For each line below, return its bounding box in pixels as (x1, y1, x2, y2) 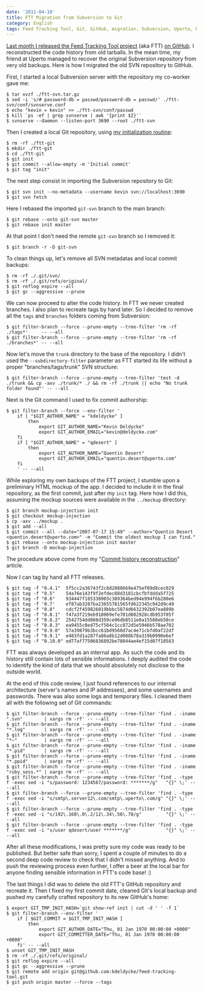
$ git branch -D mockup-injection (6, 545, 94, 551)
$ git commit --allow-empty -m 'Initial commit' (6, 162, 131, 168)
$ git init (6, 156, 34, 162)
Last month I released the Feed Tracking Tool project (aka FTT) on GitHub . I (6, 42, 195, 50)
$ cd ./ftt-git (6, 151, 45, 157)
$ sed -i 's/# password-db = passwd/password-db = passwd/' (6, 97, 161, 103)
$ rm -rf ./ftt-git (6, 140, 56, 146)
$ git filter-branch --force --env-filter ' (6, 408, 120, 414)
